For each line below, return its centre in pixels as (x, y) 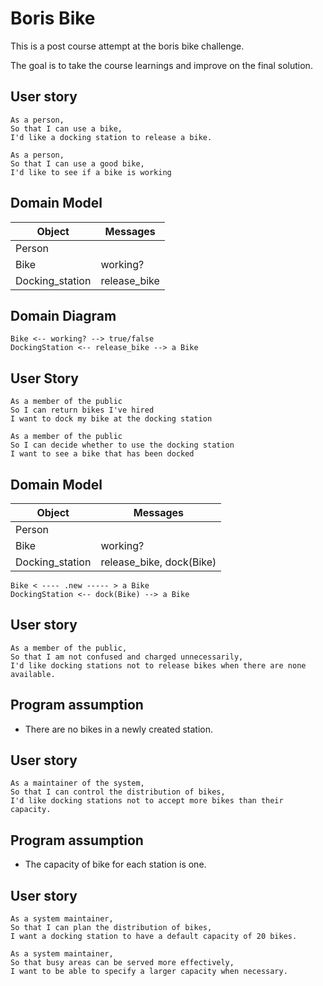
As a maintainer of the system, (77, 783)
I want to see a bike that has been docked (102, 454)
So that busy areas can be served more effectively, (122, 963)
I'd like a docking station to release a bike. (111, 137)
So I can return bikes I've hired (82, 410)
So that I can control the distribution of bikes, (118, 792)
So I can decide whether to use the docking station (122, 445)
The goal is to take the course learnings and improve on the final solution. (161, 65)
